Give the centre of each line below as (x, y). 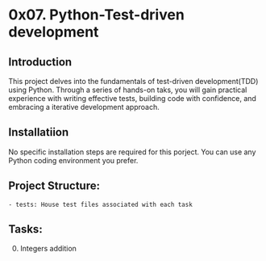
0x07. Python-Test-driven (97, 15)
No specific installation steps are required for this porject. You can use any (132, 152)
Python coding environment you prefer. (73, 160)
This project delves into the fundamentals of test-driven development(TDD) (133, 81)
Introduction (40, 62)
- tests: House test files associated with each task (101, 204)
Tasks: (25, 229)
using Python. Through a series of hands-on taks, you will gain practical (128, 90)
